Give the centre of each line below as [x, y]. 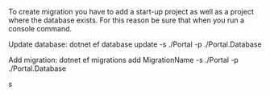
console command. [40, 29]
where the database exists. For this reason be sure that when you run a [126, 20]
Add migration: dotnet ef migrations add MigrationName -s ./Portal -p [124, 60]
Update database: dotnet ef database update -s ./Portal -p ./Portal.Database [135, 44]
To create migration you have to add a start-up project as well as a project [131, 12]
